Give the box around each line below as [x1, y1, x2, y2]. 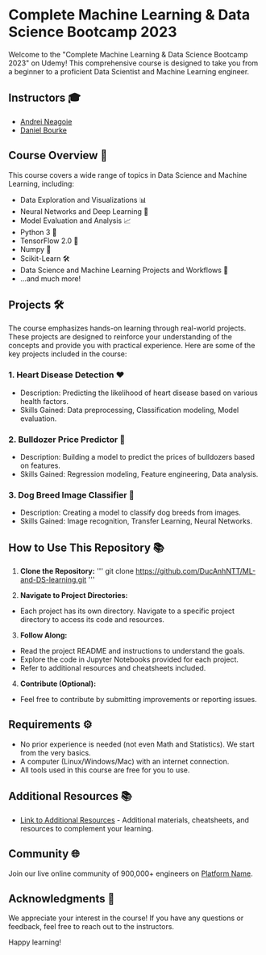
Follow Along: [19, 630, 68, 640]
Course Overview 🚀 [8, 149, 108, 162]
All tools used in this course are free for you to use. [19, 765, 190, 775]
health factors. [19, 396, 69, 406]
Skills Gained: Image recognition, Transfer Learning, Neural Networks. [19, 516, 253, 526]
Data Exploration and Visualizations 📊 [19, 195, 147, 204]
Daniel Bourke [19, 125, 67, 135]
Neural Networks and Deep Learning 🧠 [19, 206, 149, 216]
